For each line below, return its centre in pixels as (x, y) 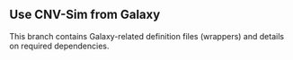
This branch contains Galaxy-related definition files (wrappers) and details (147, 36)
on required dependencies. (59, 46)
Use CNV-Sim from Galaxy (85, 15)
